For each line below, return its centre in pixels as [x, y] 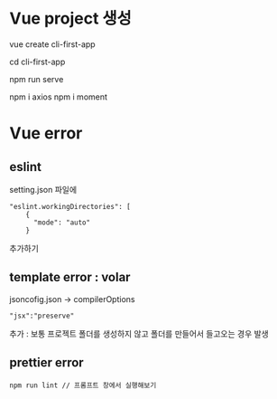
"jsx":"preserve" [42, 316]
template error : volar [70, 277]
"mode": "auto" [62, 223]
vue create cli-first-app [53, 44]
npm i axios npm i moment [59, 97]
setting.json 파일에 [43, 189]
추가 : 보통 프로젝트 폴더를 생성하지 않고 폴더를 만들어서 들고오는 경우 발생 [139, 333]
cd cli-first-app [37, 62]
